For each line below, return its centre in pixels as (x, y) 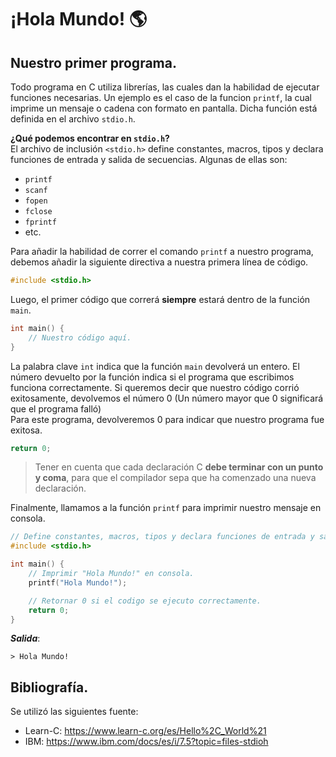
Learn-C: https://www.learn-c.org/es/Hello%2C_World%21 (145, 731)
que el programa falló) (56, 408)
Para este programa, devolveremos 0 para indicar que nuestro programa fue (167, 419)
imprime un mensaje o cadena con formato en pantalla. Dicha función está (164, 108)
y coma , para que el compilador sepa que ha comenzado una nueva (175, 478)
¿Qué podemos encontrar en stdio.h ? (90, 138)
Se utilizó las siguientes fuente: (74, 712)
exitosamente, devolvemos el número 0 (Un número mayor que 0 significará (167, 398)
